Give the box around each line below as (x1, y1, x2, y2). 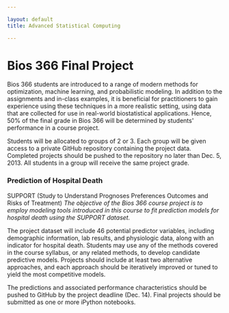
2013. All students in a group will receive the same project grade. (7, 159, 190, 167)
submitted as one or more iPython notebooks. (7, 298, 136, 306)
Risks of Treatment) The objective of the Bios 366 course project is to (7, 199, 203, 207)
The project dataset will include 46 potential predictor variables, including (7, 226, 215, 234)
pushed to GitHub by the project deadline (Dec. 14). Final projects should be (7, 290, 221, 299)
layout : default (7, 16, 53, 23)
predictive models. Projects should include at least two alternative (7, 256, 193, 264)
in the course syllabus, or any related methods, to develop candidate (7, 248, 200, 256)
